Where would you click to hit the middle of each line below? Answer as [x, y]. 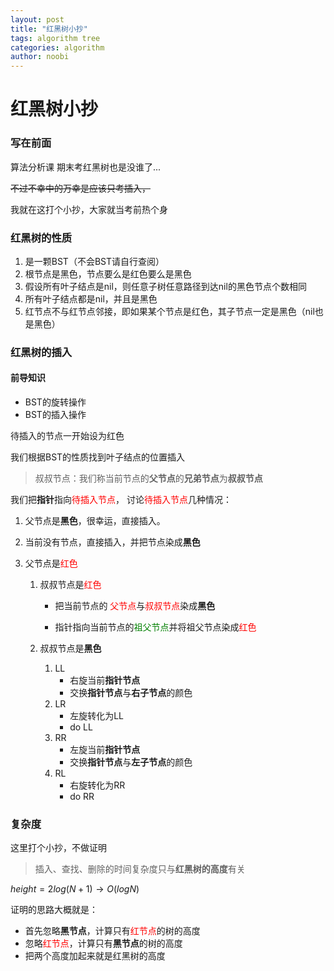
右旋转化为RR [97, 785]
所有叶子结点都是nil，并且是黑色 [91, 298]
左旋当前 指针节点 [105, 750]
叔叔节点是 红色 [70, 585]
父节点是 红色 [51, 563]
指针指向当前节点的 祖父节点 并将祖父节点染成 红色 [155, 627]
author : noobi [40, 57]
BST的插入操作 [55, 415]
